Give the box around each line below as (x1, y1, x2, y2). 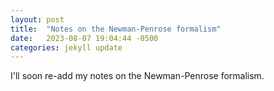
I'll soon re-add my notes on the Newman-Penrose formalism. (10, 70, 265, 82)
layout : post (10, 14, 65, 25)
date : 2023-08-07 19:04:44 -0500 (10, 33, 159, 43)
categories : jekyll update (10, 42, 123, 53)
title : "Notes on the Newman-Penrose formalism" (10, 24, 222, 34)
